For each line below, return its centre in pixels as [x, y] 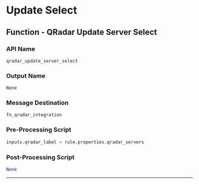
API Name [21, 49]
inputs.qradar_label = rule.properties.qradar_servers [75, 142]
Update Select [42, 10]
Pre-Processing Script [39, 130]
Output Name [26, 75]
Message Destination [38, 103]
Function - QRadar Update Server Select [82, 32]
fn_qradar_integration [34, 115]
